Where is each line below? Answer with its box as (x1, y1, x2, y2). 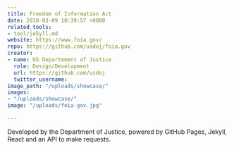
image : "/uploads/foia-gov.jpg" (7, 102, 102, 109)
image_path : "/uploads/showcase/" (7, 82, 109, 89)
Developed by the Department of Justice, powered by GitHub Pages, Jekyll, (7, 127, 228, 136)
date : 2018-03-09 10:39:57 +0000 (7, 17, 106, 24)
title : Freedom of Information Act (7, 10, 112, 18)
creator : (7, 50, 33, 57)
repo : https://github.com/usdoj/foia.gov (7, 43, 131, 50)
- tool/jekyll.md (7, 30, 58, 37)
